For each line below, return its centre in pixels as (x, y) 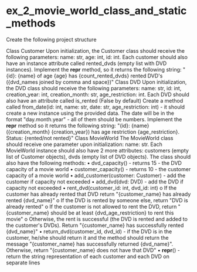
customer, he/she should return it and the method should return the (87, 237)
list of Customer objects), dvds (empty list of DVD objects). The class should (98, 157)
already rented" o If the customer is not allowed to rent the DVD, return (91, 206)
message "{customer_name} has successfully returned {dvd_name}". (90, 244)
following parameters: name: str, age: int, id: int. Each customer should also (97, 57)
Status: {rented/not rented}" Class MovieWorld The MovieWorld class (90, 138)
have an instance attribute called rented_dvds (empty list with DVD (86, 63)
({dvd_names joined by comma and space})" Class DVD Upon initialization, (96, 82)
